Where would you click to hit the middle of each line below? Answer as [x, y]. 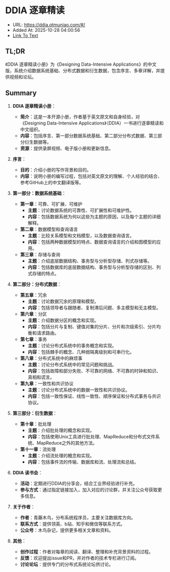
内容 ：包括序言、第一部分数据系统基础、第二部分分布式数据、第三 [89, 136]
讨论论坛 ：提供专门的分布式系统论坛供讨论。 [67, 564]
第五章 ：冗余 [33, 295]
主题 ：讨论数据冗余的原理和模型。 [63, 301]
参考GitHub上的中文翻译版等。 [52, 182]
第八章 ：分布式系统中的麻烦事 [51, 358]
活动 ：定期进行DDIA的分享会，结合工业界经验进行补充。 [79, 483]
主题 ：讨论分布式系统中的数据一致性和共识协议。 [79, 389]
